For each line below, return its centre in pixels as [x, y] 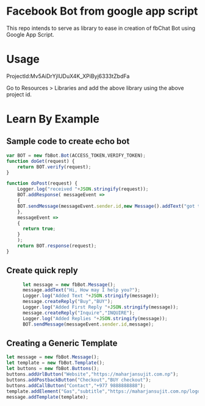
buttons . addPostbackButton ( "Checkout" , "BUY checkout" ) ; [79, 380]
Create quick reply [42, 270]
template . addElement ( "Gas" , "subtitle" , [57, 391]
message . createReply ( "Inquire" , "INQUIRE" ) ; [79, 313]
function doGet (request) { [41, 161]
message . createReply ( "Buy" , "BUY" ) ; [68, 302]
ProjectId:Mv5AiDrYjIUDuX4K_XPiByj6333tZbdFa [68, 76]
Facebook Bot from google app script [102, 11]
